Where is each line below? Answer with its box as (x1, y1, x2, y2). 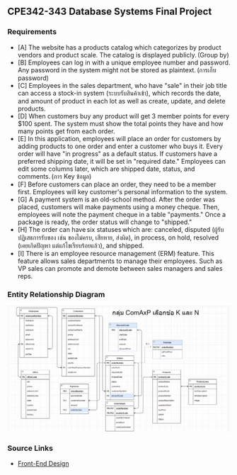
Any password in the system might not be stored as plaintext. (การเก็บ (17, 65, 216, 74)
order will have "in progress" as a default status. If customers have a (17, 149, 218, 158)
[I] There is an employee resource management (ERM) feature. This (17, 249, 214, 257)
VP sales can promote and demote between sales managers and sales (17, 264, 223, 272)
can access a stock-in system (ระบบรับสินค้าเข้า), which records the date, (17, 89, 221, 97)
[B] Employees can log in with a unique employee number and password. (17, 58, 231, 67)
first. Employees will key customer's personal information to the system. (17, 187, 228, 196)
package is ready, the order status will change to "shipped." (17, 218, 192, 226)
